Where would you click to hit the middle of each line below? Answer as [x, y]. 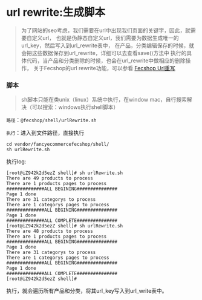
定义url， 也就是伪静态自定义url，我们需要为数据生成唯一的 [106, 37]
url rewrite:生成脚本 [56, 12]
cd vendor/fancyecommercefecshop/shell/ [58, 145]
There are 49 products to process [50, 178]
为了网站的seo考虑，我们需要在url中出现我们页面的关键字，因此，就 [106, 30]
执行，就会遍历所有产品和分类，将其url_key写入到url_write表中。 [87, 291]
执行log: [16, 161]
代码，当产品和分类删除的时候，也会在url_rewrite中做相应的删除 [106, 60]
